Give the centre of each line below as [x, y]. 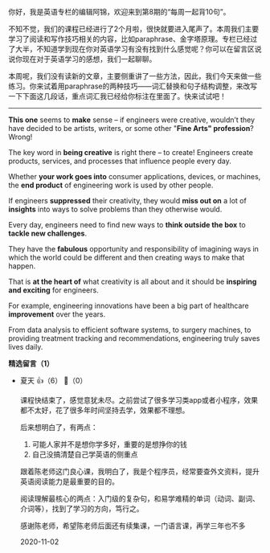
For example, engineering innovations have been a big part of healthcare [129, 305]
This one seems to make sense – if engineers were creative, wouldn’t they [132, 120]
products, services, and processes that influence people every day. [120, 161]
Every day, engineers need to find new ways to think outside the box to [127, 225]
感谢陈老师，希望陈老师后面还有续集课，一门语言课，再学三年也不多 [133, 526]
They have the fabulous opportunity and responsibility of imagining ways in [134, 249]
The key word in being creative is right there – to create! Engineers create [131, 152]
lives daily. [26, 347]
